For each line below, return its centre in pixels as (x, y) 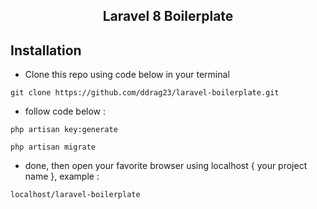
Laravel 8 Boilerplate (168, 16)
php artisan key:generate (64, 130)
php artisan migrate (53, 147)
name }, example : (62, 176)
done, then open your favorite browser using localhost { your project (166, 166)
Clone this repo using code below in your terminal (127, 75)
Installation (46, 50)
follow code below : (65, 111)
